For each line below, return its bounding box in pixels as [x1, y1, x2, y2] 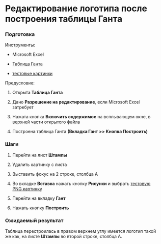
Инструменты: [5, 42, 35, 48]
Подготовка [5, 31, 35, 38]
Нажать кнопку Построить [12, 205, 69, 211]
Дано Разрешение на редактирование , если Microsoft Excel [12, 99, 140, 105]
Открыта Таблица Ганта [12, 89, 63, 96]
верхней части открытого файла [12, 119, 80, 125]
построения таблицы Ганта [5, 13, 123, 25]
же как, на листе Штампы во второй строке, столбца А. [5, 234, 123, 240]
